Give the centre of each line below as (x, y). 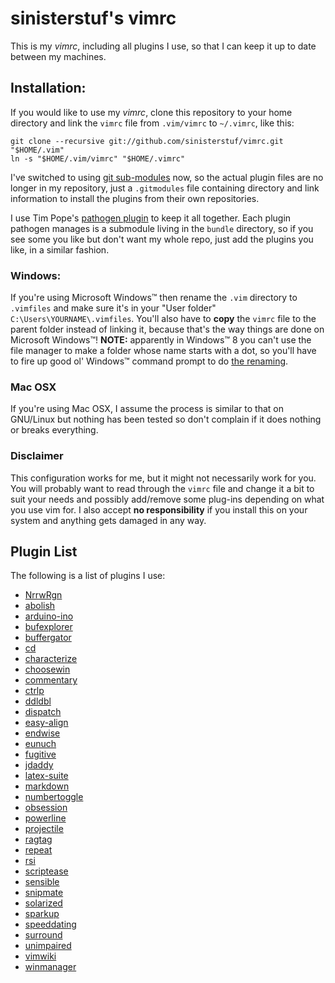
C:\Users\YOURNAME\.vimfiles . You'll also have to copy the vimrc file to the (163, 319)
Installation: (48, 88)
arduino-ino (49, 616)
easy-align (46, 723)
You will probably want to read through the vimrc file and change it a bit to (162, 488)
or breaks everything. (54, 430)
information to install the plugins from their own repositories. (135, 198)
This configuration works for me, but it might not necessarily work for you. (163, 478)
